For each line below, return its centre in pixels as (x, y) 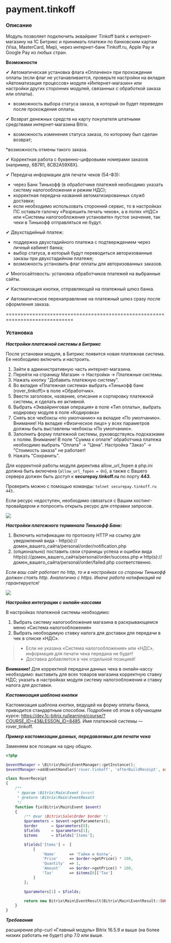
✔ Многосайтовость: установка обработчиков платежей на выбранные (83, 274)
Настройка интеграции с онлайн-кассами (54, 602)
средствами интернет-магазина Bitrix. (47, 124)
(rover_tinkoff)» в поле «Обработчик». (54, 391)
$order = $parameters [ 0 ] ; (57, 826)
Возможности (22, 63)
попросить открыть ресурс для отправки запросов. (97, 506)
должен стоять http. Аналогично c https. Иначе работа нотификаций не (84, 577)
